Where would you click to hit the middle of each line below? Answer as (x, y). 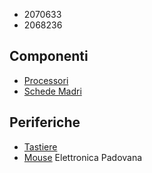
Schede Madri (52, 91)
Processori (46, 80)
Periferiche (45, 122)
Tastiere (40, 146)
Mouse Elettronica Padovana (83, 157)
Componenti (49, 56)
